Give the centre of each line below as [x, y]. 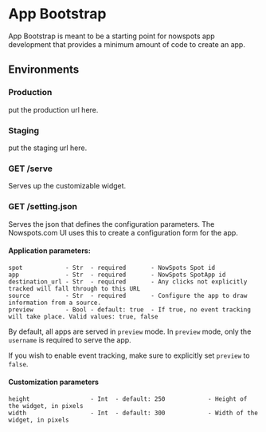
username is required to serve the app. [70, 339]
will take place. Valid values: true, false [83, 316]
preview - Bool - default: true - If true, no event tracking [129, 309]
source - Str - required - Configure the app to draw [128, 295]
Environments [44, 70]
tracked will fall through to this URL [74, 288]
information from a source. [55, 303]
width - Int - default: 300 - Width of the [133, 413]
